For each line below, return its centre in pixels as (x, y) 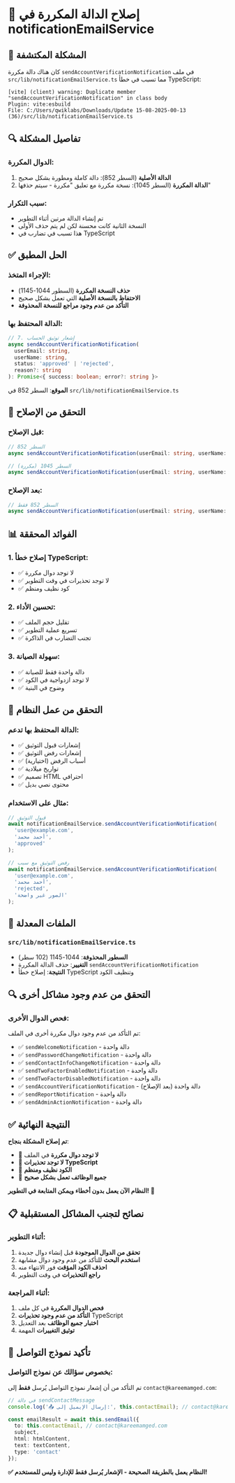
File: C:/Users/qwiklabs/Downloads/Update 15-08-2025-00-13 (97, 111)
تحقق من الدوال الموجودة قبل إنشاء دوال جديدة (79, 1252)
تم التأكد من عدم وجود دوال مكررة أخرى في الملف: (74, 1033)
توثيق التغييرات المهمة (46, 1330)
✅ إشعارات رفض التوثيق (50, 753)
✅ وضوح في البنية (41, 687)
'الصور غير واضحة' (41, 895)
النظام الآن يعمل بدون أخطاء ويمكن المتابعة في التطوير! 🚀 (82, 1191)
